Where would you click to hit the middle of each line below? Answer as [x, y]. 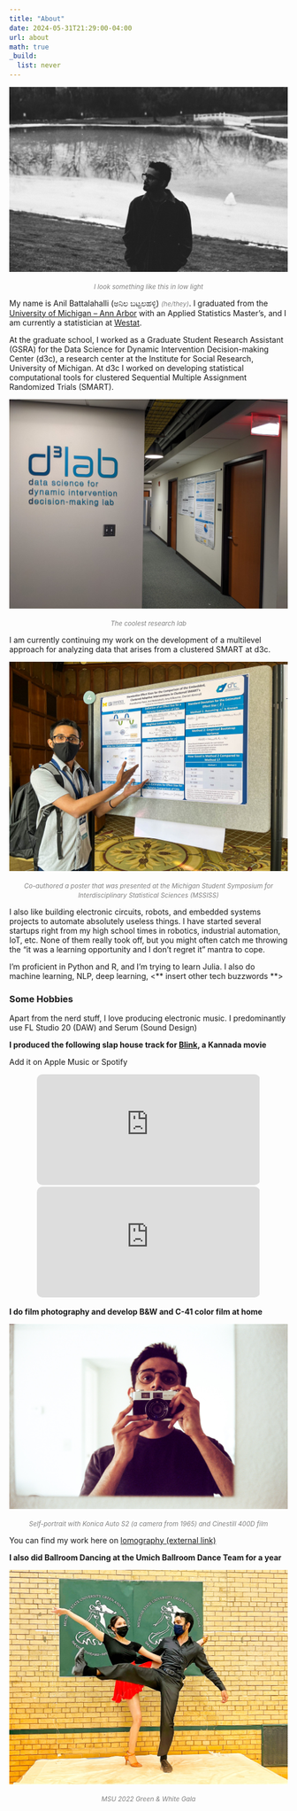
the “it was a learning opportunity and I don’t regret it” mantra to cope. [137, 949]
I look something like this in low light [148, 287]
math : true [29, 47]
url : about [29, 37]
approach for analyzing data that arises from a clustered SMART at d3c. [140, 649]
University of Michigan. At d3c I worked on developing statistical [127, 368]
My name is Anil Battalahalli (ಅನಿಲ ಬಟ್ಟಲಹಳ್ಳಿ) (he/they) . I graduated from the [139, 303]
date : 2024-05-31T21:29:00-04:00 [71, 28]
